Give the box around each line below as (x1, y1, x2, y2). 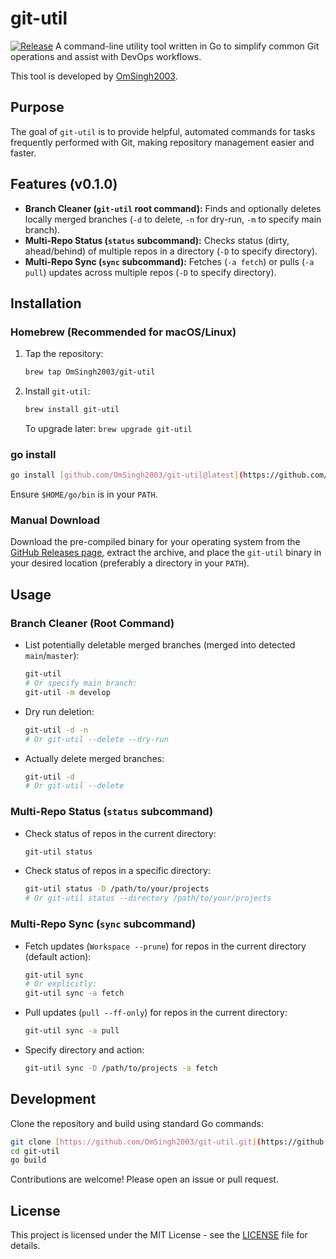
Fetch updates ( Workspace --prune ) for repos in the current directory (24, 940, 307, 952)
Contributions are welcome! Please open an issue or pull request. (10, 1173, 279, 1186)
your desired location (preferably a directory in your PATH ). (10, 557, 250, 569)
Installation (10, 295, 82, 312)
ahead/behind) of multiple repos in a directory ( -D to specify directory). (24, 245, 318, 257)
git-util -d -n (24, 725, 89, 735)
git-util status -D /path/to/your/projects (24, 884, 210, 894)
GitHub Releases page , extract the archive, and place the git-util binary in (10, 547, 322, 559)
